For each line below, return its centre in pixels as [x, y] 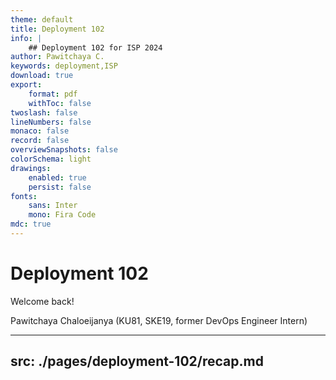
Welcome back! [42, 301]
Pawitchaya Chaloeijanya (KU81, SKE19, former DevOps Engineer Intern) [159, 320]
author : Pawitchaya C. [57, 57]
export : [26, 85]
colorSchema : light [51, 159]
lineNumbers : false [51, 122]
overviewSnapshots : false [64, 150]
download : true [42, 76]
